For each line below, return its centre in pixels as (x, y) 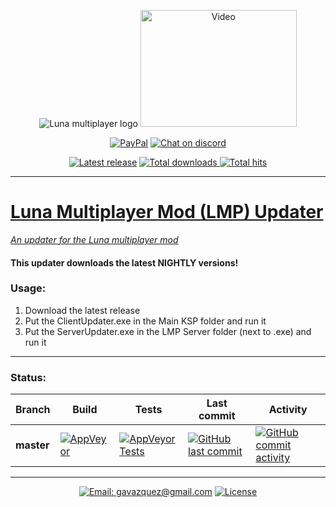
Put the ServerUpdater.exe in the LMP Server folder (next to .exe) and (168, 331)
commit (217, 416)
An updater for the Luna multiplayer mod (94, 239)
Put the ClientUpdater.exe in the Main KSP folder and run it (145, 321)
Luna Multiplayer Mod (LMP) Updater (167, 212)
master (32, 445)
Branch (33, 410)
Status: (28, 377)
